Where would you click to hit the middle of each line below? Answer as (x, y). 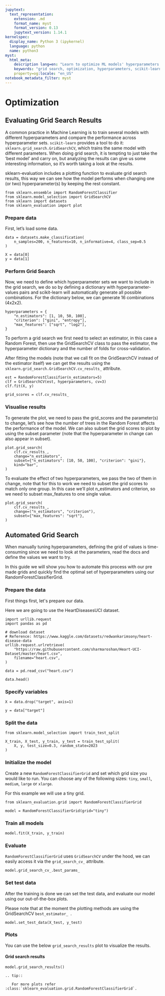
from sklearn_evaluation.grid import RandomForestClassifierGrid (73, 802)
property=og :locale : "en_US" (44, 74)
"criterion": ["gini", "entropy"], (50, 320)
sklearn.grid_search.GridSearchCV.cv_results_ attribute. (63, 368)
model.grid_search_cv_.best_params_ (42, 871)
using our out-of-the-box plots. (37, 899)
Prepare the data (25, 590)
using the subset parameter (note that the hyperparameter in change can (79, 433)
